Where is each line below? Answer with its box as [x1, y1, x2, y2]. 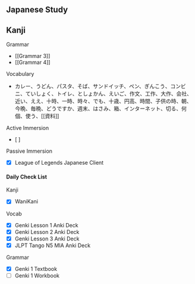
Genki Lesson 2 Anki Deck [14, 228, 80, 235]
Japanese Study [6, 5, 68, 15]
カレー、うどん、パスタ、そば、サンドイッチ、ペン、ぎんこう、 [14, 83, 171, 90]
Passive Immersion [6, 147, 52, 155]
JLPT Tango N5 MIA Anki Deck [14, 242, 91, 249]
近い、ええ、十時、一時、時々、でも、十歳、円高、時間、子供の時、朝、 [14, 98, 192, 105]
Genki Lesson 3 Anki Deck [14, 235, 80, 242]
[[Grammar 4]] [14, 59, 51, 66]
